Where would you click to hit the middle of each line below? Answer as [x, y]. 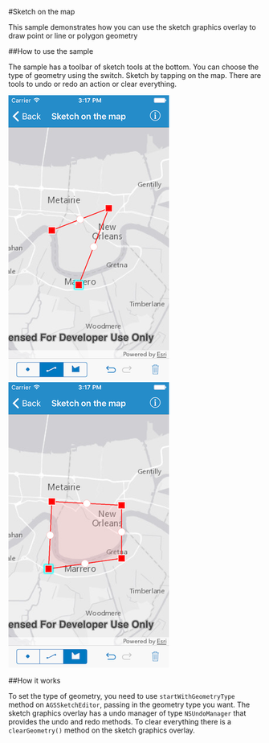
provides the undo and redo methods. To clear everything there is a [120, 722]
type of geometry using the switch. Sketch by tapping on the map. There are [135, 75]
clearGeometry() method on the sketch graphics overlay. [102, 730]
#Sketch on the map [42, 12]
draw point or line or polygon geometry [73, 36]
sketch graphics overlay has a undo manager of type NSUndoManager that [127, 713]
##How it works [35, 680]
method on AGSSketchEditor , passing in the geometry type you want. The [129, 704]
